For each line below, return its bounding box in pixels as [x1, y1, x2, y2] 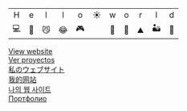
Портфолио [8, 93, 47, 103]
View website [8, 46, 53, 55]
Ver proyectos [8, 55, 55, 64]
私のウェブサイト [8, 64, 65, 74]
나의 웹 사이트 [8, 84, 52, 94]
